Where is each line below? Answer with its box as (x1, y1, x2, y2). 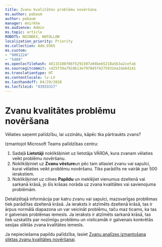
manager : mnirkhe (5, 20, 40, 26)
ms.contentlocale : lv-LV (5, 75, 55, 80)
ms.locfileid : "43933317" (5, 84, 57, 89)
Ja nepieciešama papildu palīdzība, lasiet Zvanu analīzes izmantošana (5, 231, 146, 237)
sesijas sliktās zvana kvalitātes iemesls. (5, 222, 84, 228)
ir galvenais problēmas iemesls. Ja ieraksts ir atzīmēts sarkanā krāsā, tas (5, 211, 151, 217)
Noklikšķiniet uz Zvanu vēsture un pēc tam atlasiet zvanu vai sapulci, (12, 161, 150, 167)
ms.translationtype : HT (5, 71, 54, 76)
